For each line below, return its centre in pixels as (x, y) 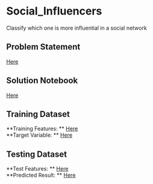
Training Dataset (38, 114)
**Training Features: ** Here (42, 129)
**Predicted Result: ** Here (41, 175)
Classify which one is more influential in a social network (77, 28)
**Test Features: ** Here (37, 169)
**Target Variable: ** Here (39, 135)
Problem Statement (43, 47)
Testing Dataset (37, 154)
